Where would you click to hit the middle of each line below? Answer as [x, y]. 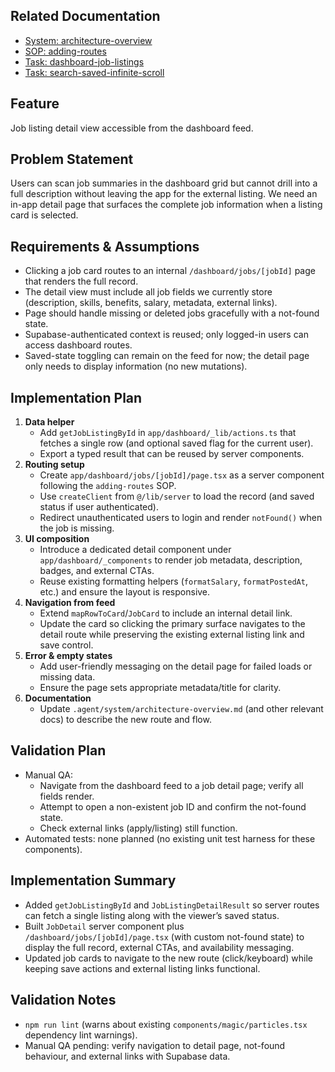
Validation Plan [58, 750]
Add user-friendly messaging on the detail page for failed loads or [176, 666]
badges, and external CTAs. [97, 571]
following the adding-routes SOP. [108, 486]
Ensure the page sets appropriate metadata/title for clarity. [160, 688]
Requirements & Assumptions [105, 246]
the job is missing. [77, 528]
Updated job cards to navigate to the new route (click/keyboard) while [169, 958]
